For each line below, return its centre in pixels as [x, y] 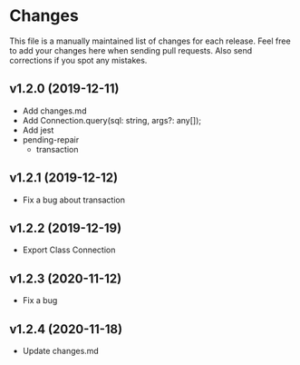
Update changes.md [61, 351]
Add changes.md [54, 111]
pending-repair [51, 139]
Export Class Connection [69, 250]
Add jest [38, 130]
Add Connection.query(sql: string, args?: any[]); [112, 120]
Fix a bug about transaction [73, 200]
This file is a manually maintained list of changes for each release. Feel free [150, 41]
